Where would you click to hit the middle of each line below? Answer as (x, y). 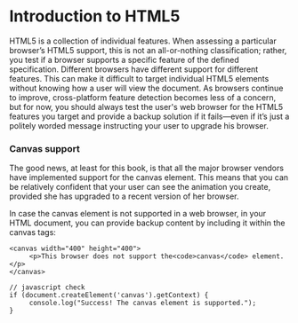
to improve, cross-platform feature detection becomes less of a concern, (143, 97)
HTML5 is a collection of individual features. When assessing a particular (143, 41)
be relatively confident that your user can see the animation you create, (140, 187)
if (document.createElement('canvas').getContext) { (109, 295)
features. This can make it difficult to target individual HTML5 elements (139, 78)
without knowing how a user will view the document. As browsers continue (146, 88)
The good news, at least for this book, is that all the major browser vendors (147, 168)
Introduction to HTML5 (95, 16)
